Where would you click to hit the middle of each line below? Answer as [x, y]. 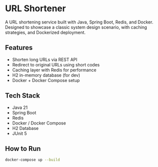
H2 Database [25, 128]
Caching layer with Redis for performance [54, 70]
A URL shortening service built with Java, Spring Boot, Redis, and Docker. [79, 22]
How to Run [23, 149]
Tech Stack [23, 96]
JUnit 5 [19, 133]
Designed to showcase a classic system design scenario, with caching [76, 27]
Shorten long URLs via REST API [45, 60]
